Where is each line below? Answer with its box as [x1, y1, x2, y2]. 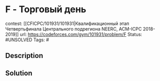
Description [5, 51, 43, 60]
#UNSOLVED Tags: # [5, 37, 49, 43]
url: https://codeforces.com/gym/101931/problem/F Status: [19, 31, 142, 37]
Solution [5, 69, 33, 77]
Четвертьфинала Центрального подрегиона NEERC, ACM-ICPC [5, 25, 142, 32]
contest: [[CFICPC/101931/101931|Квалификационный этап [5, 20, 130, 26]
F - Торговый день [5, 4, 86, 15]
